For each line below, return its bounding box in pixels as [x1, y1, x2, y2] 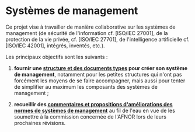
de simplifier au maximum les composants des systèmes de [13, 83, 158, 90]
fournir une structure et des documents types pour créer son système [13, 64, 188, 71]
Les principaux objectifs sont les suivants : [5, 53, 108, 60]
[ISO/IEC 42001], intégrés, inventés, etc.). [5, 42, 106, 49]
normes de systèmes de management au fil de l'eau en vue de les [13, 107, 176, 114]
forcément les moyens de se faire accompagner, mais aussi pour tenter [13, 77, 186, 84]
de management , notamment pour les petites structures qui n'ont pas [13, 71, 182, 78]
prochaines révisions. [13, 119, 66, 126]
